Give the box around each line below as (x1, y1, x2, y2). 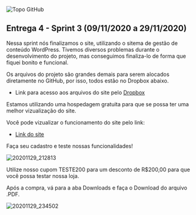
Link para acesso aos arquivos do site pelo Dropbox (15, 89, 145, 96)
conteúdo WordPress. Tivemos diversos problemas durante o (6, 46, 160, 53)
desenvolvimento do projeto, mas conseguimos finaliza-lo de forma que (6, 52, 186, 60)
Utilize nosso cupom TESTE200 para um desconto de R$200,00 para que (6, 166, 191, 173)
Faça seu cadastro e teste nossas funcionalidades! (6, 142, 133, 149)
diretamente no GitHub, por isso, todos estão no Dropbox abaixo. (6, 77, 169, 84)
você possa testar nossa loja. (6, 172, 79, 179)
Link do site (15, 131, 44, 138)
